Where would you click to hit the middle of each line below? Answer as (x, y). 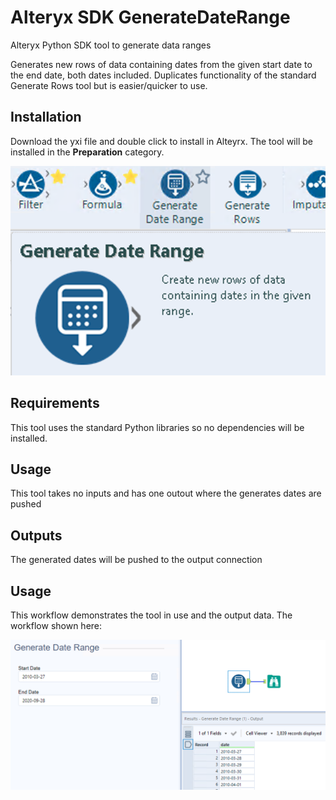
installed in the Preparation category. (87, 152)
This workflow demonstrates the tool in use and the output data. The (151, 615)
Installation (46, 117)
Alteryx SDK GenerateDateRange (150, 17)
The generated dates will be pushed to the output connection (136, 560)
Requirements (55, 403)
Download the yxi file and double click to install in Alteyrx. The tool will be (161, 141)
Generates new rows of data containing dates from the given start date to (161, 64)
